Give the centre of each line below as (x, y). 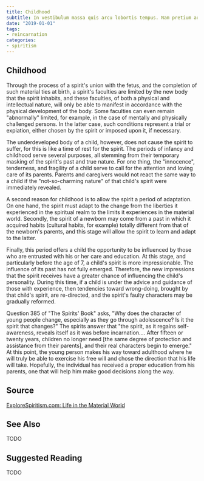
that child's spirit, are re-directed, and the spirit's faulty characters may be (100, 295)
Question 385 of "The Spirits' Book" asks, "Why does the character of (94, 313)
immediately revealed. (34, 187)
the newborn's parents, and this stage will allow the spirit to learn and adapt (101, 231)
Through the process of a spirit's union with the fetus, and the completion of (102, 85)
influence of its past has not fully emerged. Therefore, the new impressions (100, 269)
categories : (21, 40)
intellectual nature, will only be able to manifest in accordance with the (94, 105)
